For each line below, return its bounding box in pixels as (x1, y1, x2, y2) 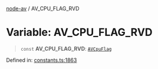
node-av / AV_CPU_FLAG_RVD (6, 5, 80, 12)
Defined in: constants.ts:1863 (6, 56, 77, 64)
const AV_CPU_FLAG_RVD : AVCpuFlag (20, 45, 112, 52)
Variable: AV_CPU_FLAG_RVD (6, 26, 153, 39)
